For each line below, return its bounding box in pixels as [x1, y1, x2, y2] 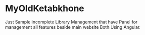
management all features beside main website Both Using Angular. [5, 24, 141, 30]
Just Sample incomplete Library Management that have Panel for [5, 19, 138, 25]
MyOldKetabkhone [5, 3, 85, 14]
